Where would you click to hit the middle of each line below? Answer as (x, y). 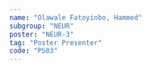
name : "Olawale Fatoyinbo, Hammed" (76, 17)
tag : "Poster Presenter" (56, 43)
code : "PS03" (34, 51)
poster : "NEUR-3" (42, 34)
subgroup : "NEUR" (42, 26)
